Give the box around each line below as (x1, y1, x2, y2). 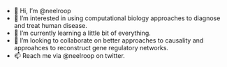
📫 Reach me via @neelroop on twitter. (13, 52, 126, 59)
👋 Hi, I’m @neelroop (13, 7, 71, 15)
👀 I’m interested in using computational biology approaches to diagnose (13, 14, 221, 22)
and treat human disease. (13, 22, 87, 29)
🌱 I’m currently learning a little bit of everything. (13, 29, 152, 37)
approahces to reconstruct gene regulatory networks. (13, 44, 169, 52)
